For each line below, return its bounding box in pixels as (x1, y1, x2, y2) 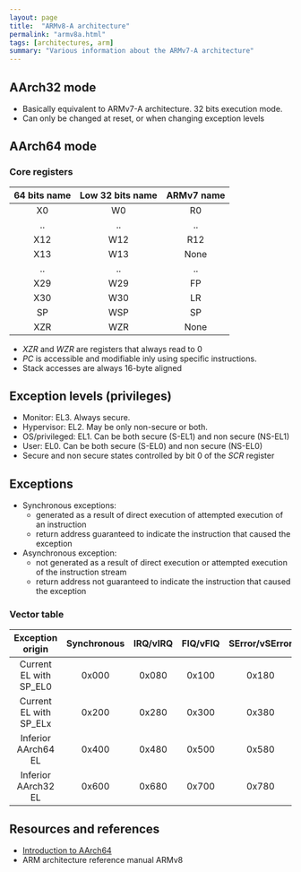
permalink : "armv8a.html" (9, 30, 106, 39)
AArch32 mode (9, 80, 97, 95)
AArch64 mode (9, 139, 97, 154)
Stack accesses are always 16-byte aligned (21, 362, 182, 373)
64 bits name (13, 189, 72, 202)
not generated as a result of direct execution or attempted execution (35, 557, 288, 568)
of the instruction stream (35, 566, 127, 578)
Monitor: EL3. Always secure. (21, 412, 131, 423)
